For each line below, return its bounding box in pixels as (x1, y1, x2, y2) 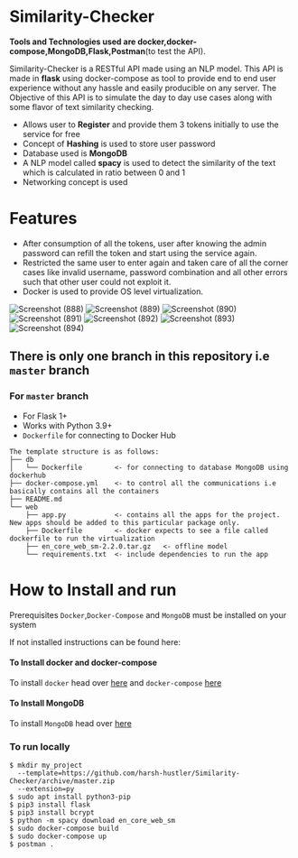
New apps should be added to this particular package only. (9, 518, 241, 527)
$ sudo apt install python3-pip (9, 792, 131, 802)
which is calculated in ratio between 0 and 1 (22, 167, 186, 178)
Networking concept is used (22, 176, 128, 187)
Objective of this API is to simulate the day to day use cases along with (9, 92, 273, 103)
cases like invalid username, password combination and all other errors (22, 266, 288, 277)
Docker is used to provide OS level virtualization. (22, 286, 204, 297)
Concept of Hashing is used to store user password (22, 138, 216, 149)
